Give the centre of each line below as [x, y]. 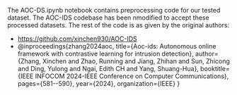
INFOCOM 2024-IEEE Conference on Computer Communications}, [132, 76]
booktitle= [215, 69]
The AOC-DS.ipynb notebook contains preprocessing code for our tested [114, 10]
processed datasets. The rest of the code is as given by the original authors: [118, 25]
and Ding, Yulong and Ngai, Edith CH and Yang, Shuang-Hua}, [108, 69]
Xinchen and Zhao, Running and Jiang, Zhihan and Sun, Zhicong [136, 61]
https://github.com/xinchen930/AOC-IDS [77, 39]
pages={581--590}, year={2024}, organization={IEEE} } [99, 83]
